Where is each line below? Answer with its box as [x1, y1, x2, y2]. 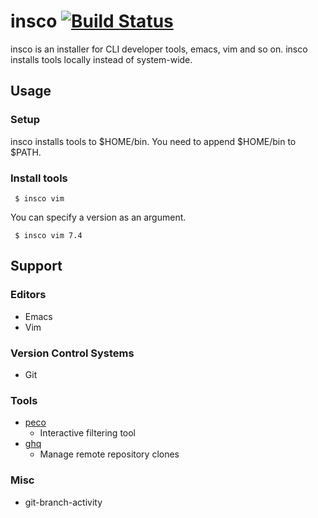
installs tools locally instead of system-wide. [10, 53, 193, 65]
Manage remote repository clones [39, 448, 180, 460]
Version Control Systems [10, 346, 135, 360]
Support [10, 258, 63, 275]
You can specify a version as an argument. [10, 211, 187, 223]
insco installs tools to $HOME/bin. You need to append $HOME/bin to [10, 135, 297, 147]
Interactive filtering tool [39, 427, 137, 439]
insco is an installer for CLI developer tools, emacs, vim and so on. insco [10, 43, 308, 55]
